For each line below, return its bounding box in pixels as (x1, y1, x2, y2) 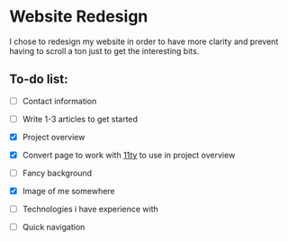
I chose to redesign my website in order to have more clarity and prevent (9, 36, 279, 47)
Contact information (22, 95, 97, 106)
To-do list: (9, 72, 69, 87)
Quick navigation (22, 222, 85, 233)
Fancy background (22, 168, 93, 178)
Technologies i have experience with (22, 204, 159, 215)
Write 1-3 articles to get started (22, 113, 138, 124)
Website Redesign (9, 6, 148, 27)
